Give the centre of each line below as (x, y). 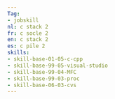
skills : (19, 53)
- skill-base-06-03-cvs (42, 85)
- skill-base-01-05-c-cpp (45, 59)
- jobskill (23, 20)
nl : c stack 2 (28, 26)
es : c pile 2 (26, 46)
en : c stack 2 (28, 40)
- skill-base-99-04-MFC (42, 72)
